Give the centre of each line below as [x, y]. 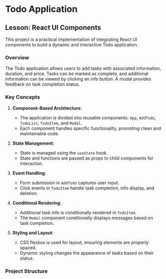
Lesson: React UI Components [53, 28]
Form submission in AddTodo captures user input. [70, 183]
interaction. [31, 163]
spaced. [28, 248]
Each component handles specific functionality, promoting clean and [90, 128]
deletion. [29, 193]
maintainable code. [39, 133]
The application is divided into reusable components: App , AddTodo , [88, 117]
